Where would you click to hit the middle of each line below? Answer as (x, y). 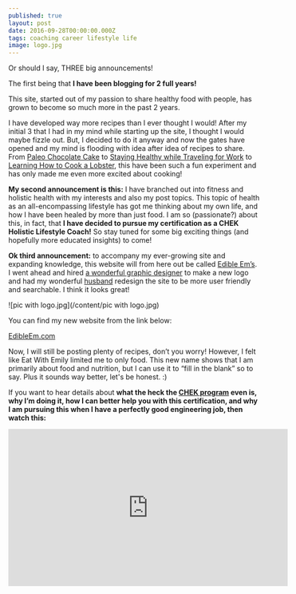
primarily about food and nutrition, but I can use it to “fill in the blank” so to (131, 369)
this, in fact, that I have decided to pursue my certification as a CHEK (124, 224)
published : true (35, 16)
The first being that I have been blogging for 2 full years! (103, 84)
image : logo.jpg (35, 46)
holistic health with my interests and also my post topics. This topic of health (134, 198)
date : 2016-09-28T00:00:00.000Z (62, 30)
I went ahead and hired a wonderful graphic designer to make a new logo (128, 273)
